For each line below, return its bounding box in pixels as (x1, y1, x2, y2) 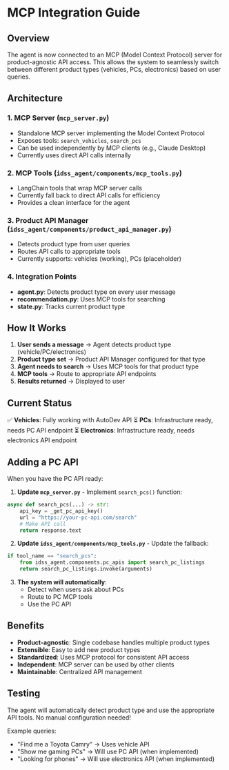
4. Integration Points (7, 272, 77, 282)
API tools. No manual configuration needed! (7, 713, 131, 722)
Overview (7, 32, 50, 44)
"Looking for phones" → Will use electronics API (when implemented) (17, 754, 215, 763)
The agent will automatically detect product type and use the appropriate (7, 706, 215, 714)
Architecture (7, 92, 63, 104)
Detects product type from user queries (17, 240, 130, 248)
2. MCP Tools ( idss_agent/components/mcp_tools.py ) (7, 168, 183, 177)
